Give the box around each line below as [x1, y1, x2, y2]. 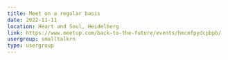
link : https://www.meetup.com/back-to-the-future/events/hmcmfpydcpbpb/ [7, 29, 222, 37]
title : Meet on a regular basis [7, 10, 100, 17]
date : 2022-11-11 [7, 17, 58, 23]
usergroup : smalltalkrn [7, 36, 76, 43]
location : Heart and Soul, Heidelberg [7, 23, 119, 30]
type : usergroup [7, 42, 54, 49]
